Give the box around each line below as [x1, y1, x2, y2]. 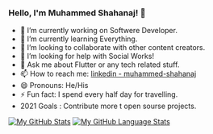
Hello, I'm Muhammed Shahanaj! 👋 [8, 7, 146, 19]
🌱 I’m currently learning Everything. [19, 34, 138, 44]
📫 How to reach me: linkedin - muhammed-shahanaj [19, 69, 197, 79]
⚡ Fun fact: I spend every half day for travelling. [19, 90, 178, 99]
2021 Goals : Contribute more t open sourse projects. [19, 101, 197, 111]
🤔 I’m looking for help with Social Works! [19, 52, 155, 61]
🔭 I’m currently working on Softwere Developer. [19, 26, 177, 36]
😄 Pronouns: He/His [19, 81, 89, 90]
